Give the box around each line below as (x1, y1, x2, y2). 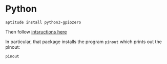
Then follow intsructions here (5, 28, 67, 35)
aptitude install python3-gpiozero (5, 20, 81, 25)
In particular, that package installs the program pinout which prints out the (5, 39, 162, 45)
